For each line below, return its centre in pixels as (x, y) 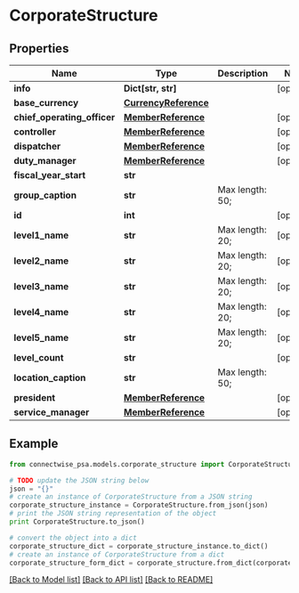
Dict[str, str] (150, 88)
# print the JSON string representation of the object (113, 514)
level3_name (41, 286)
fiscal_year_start (50, 175)
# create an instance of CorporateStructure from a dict (117, 554)
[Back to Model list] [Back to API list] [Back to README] (111, 580)
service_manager (52, 412)
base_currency (46, 103)
